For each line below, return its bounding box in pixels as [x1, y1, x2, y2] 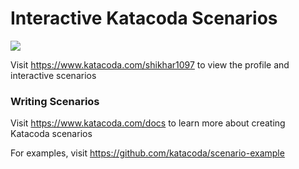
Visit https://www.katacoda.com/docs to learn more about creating [10, 117, 286, 129]
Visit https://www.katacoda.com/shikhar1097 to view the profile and [10, 58, 290, 71]
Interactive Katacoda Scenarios [10, 7, 278, 30]
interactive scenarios [10, 69, 97, 81]
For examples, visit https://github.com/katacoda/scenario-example [10, 147, 285, 159]
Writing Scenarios [10, 94, 100, 108]
